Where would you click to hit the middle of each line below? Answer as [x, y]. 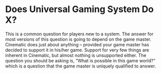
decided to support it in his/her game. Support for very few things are [77, 50]
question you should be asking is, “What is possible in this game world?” [80, 60]
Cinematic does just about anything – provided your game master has [77, 44]
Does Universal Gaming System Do [79, 9]
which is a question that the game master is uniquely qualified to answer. [80, 66]
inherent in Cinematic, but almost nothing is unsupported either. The [76, 55]
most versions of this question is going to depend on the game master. [78, 39]
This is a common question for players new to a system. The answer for [79, 34]
